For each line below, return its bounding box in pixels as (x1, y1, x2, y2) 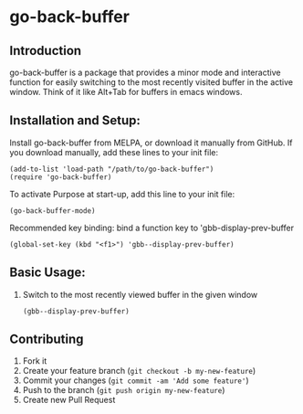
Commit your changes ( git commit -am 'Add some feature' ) (22, 375, 249, 386)
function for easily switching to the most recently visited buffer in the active (9, 77, 294, 88)
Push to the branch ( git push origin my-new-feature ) (22, 385, 225, 396)
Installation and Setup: (9, 112, 141, 129)
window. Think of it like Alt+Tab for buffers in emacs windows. (9, 87, 243, 97)
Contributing (9, 332, 84, 347)
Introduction (9, 43, 82, 58)
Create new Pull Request (22, 395, 116, 406)
